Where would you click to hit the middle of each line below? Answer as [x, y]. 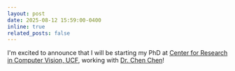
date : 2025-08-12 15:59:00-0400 [54, 20]
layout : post [26, 14]
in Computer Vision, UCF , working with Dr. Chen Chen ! [86, 61]
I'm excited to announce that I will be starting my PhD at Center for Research [117, 53]
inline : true [26, 26]
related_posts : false [39, 33]
